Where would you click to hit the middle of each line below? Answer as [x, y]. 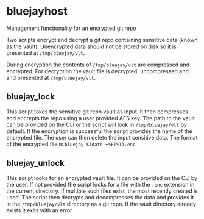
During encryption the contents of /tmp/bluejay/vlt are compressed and [98, 65]
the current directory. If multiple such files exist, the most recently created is [102, 191]
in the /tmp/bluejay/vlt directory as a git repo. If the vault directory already [101, 204]
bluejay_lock [30, 97]
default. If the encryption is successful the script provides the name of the [100, 131]
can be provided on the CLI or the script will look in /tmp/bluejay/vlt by [97, 124]
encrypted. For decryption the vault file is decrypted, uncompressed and [97, 71]
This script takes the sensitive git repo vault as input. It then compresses [97, 112]
